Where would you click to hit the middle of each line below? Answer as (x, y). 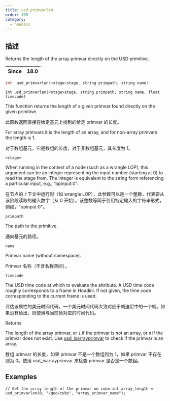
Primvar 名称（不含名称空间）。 (37, 266)
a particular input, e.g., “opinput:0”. (42, 183)
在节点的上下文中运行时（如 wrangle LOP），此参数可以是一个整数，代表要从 (85, 194)
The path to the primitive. (32, 226)
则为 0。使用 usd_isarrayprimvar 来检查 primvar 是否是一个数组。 (74, 360)
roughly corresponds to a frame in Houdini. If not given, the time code (78, 290)
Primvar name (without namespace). (43, 255)
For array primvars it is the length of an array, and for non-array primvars (81, 132)
